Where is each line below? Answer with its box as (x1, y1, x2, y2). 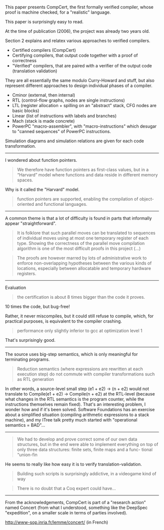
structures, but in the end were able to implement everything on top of (17, 442, 159, 447)
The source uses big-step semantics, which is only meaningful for (5, 352, 138, 357)
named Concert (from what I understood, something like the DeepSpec (5, 505, 148, 510)
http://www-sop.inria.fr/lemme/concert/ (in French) (5, 519, 108, 525)
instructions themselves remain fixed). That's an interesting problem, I (5, 401, 146, 407)
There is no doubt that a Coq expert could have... (17, 486, 116, 491)
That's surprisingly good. (5, 337, 56, 343)
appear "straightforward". (5, 221, 57, 226)
